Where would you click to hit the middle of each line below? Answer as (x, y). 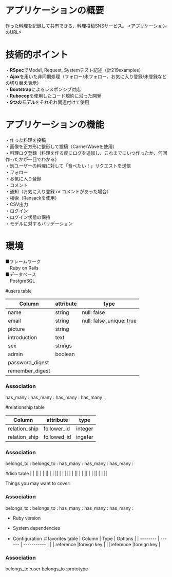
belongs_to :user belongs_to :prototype (47, 569)
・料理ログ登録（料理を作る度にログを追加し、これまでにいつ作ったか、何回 (86, 153)
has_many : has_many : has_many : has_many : (55, 397)
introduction (23, 337)
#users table (18, 291)
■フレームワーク (23, 261)
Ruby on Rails (24, 268)
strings (63, 346)
